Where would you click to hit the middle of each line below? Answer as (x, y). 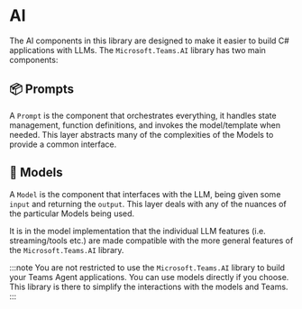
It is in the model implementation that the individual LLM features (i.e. (137, 231)
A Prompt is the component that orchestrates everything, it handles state (143, 115)
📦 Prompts (42, 90)
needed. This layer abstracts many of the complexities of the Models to (142, 134)
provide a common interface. (63, 144)
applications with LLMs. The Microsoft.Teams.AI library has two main (137, 50)
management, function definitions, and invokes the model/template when (145, 125)
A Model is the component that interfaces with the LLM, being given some (145, 194)
